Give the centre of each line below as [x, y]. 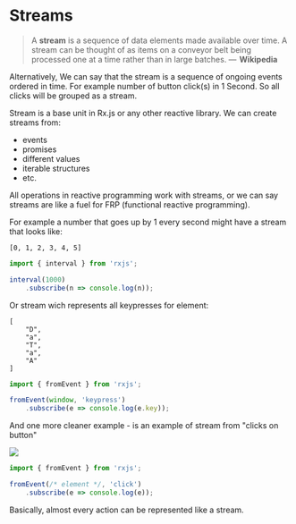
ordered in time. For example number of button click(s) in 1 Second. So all [144, 86]
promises [39, 149]
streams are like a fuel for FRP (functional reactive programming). [130, 204]
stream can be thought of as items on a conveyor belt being [141, 49]
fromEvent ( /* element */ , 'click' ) [76, 485]
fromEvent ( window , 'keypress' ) [68, 400]
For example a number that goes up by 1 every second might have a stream [148, 222]
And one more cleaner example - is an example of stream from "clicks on [144, 426]
